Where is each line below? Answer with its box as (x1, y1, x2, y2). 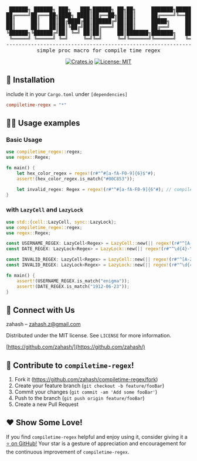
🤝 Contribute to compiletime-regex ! (6, 360, 134, 370)
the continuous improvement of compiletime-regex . (6, 448, 130, 455)
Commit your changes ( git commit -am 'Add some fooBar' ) (14, 388, 158, 395)
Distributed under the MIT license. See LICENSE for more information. (6, 332, 172, 339)
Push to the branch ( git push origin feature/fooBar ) (14, 395, 145, 402)
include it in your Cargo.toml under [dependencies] (6, 90, 128, 97)
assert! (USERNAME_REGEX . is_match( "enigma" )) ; (16, 278, 130, 284)
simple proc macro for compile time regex (36, 47, 161, 53)
